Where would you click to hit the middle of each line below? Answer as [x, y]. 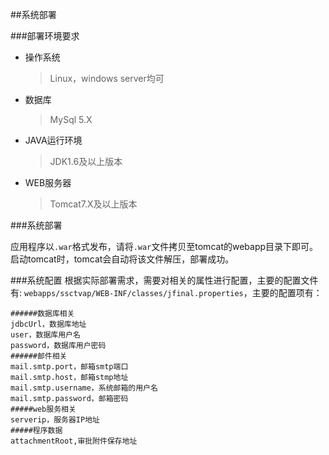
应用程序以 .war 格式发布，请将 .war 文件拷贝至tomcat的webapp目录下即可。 [164, 246]
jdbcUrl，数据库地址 [48, 324]
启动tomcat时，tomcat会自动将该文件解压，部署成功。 [122, 259]
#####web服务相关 [43, 409]
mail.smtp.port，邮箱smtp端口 [69, 367]
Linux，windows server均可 [107, 78]
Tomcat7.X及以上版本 [93, 204]
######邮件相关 [39, 356]
